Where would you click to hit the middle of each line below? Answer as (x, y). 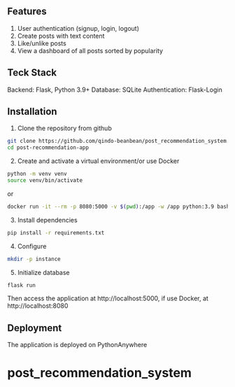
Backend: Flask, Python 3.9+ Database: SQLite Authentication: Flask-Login (115, 90)
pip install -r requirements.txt (56, 233)
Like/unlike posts (42, 43)
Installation (32, 112)
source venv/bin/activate (45, 181)
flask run (22, 285)
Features (27, 12)
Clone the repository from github (64, 128)
